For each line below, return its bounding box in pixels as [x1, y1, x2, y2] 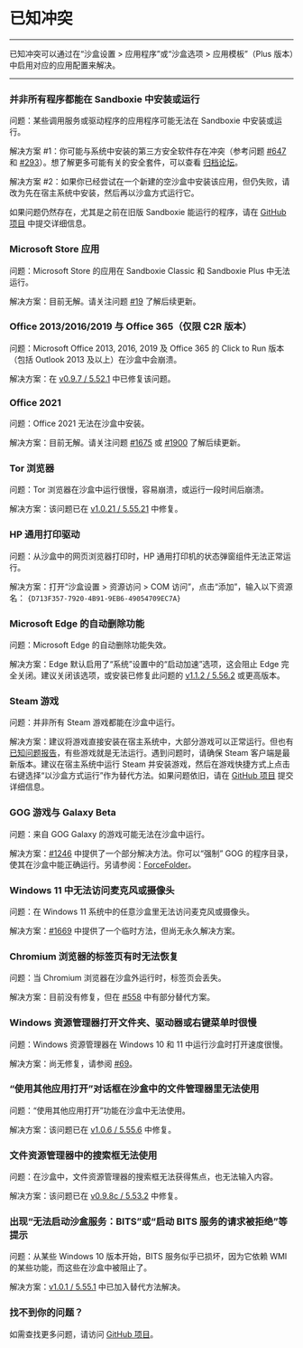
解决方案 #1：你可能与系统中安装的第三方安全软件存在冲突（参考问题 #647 [9, 146, 287, 156]
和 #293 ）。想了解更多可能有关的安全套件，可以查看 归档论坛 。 [9, 157, 243, 168]
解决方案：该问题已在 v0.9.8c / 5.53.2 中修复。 [9, 1191, 183, 1202]
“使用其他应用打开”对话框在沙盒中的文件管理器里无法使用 [9, 1082, 260, 1095]
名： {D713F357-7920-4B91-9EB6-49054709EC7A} [9, 592, 181, 603]
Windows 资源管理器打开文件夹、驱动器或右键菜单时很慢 [9, 1016, 257, 1029]
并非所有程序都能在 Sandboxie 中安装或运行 [9, 92, 200, 105]
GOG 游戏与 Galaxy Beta [9, 806, 117, 819]
